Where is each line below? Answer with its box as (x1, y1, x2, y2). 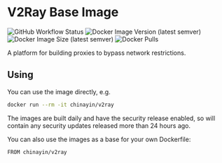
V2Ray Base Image (7, 4, 119, 20)
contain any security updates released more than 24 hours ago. (7, 121, 191, 130)
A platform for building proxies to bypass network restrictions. (7, 48, 186, 57)
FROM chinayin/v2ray (7, 148, 68, 155)
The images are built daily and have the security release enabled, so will (7, 114, 216, 122)
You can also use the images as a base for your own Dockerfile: (7, 135, 191, 143)
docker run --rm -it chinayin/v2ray (7, 101, 114, 108)
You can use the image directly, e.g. (7, 87, 111, 96)
